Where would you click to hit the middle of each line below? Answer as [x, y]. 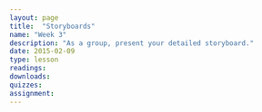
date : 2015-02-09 [42, 51]
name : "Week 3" [38, 34]
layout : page [34, 18]
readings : [28, 69]
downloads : [30, 77]
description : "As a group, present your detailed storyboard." [132, 43]
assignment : [32, 93]
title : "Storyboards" [52, 26]
